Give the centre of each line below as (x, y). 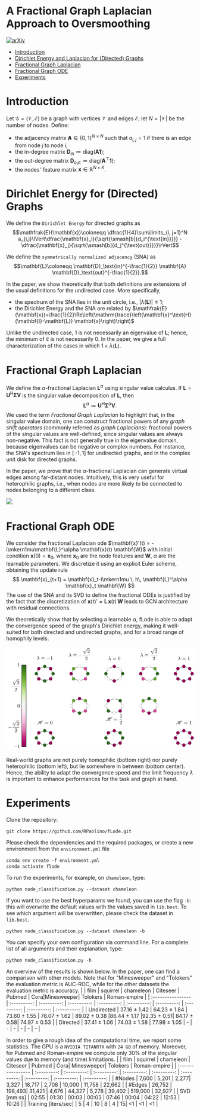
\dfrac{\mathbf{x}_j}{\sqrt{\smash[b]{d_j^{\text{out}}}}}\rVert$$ (100, 245)
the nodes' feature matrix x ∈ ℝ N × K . (60, 169)
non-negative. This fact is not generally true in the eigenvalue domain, (92, 440)
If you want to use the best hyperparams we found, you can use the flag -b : (99, 901)
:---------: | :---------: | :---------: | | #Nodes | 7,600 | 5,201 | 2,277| (107, 1078)
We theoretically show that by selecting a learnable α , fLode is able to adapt (99, 619)
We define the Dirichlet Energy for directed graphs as (74, 223)
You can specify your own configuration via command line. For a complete (97, 943)
